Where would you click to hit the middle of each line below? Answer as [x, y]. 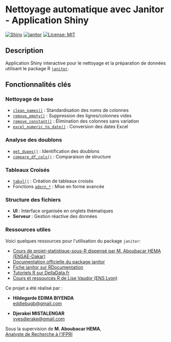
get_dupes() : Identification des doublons [56, 151]
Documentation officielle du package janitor [59, 261]
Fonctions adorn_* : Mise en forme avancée [59, 187]
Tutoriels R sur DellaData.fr [41, 272]
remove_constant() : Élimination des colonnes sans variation [76, 121]
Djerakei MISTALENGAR [39, 313]
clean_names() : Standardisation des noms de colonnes [71, 110]
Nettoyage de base [29, 99]
